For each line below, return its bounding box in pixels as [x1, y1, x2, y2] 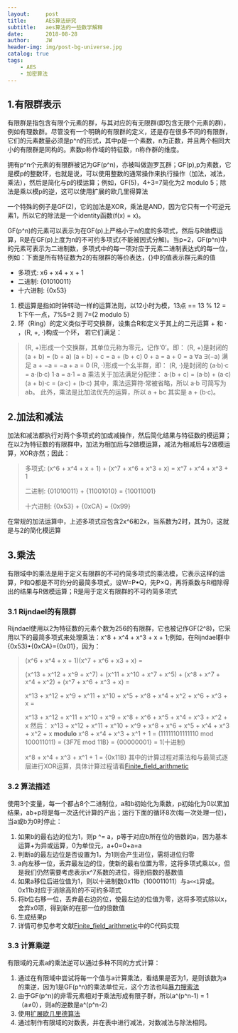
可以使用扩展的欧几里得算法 [67, 187, 148, 196]
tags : [7, 57, 23, 64]
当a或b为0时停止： [7, 817, 63, 825]
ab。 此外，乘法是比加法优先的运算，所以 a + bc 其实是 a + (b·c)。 [24, 388, 220, 397]
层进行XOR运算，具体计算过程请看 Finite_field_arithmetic [24, 762, 189, 770]
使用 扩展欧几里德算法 [17, 1009, 80, 1017]
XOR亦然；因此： [19, 449, 70, 457]
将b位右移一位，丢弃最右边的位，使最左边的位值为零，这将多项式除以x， [17, 895, 231, 903]
